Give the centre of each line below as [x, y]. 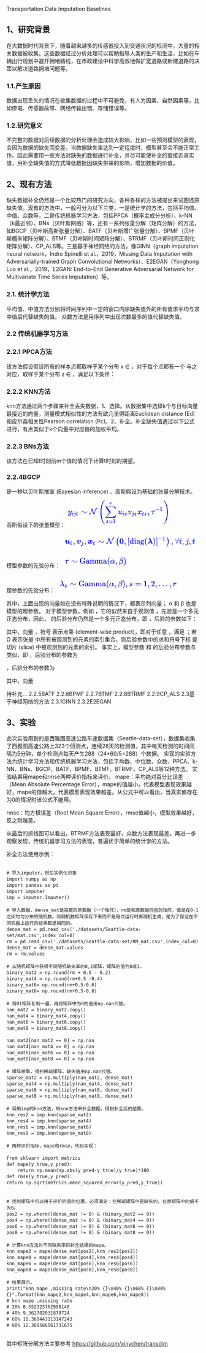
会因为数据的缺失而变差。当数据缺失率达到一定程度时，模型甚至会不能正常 [100, 148]
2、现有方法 [29, 184]
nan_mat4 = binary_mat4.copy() [46, 1016]
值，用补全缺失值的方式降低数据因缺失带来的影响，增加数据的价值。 [92, 163]
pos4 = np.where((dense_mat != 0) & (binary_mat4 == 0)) [81, 1221]
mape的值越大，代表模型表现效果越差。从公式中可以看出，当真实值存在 [107, 792]
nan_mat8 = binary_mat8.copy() [46, 1029]
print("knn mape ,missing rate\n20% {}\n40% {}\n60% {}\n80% [86, 1289]
